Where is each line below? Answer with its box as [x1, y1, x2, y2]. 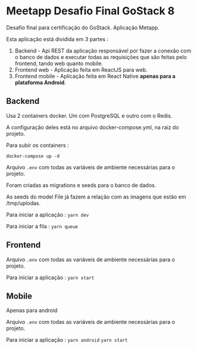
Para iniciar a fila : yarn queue [6, 222, 79, 229]
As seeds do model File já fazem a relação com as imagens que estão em [6, 193, 186, 200]
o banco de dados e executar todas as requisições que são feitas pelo [14, 53, 187, 60]
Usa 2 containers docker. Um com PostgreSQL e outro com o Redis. [6, 112, 173, 119]
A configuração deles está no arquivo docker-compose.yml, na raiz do [6, 124, 180, 131]
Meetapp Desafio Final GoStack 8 [6, 4, 175, 18]
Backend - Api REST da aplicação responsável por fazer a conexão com [14, 47, 192, 54]
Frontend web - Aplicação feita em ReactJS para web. [14, 66, 148, 73]
